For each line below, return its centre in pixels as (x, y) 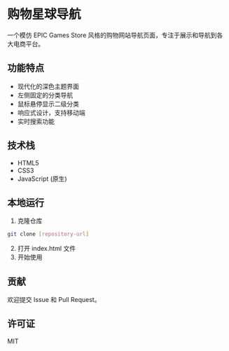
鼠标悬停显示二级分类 (48, 104)
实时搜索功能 (36, 121)
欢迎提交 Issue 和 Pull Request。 (54, 300)
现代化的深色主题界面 (48, 86)
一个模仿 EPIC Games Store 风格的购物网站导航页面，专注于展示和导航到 (112, 35)
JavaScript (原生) (42, 179)
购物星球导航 (44, 14)
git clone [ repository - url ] (48, 234)
